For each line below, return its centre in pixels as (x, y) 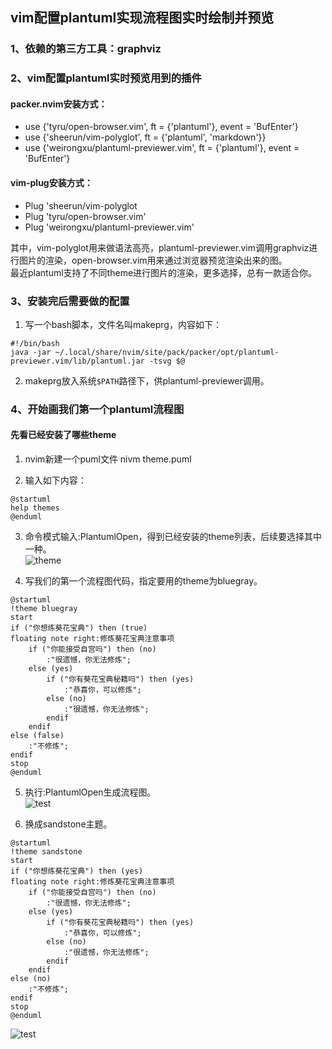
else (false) (37, 736)
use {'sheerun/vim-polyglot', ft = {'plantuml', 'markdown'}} (145, 137)
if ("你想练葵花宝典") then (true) (79, 628)
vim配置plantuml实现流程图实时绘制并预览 (142, 18)
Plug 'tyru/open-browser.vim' (85, 216)
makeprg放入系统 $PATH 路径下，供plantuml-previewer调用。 (147, 380)
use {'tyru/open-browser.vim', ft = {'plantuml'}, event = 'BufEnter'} (161, 127)
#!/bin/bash (35, 343)
